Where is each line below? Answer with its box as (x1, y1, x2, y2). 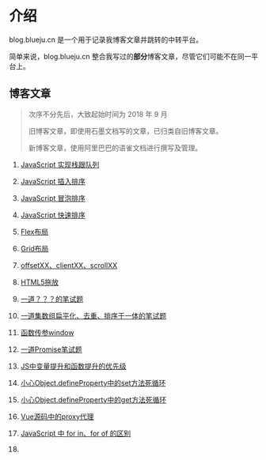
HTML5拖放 (20, 277, 59, 287)
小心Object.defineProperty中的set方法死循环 (20, 378, 166, 387)
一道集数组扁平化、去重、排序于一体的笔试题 (20, 311, 167, 320)
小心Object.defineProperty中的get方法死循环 (20, 394, 167, 404)
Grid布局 (20, 243, 49, 253)
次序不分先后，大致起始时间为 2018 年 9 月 (28, 109, 168, 119)
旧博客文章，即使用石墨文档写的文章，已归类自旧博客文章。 (28, 126, 223, 135)
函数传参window (20, 327, 74, 337)
